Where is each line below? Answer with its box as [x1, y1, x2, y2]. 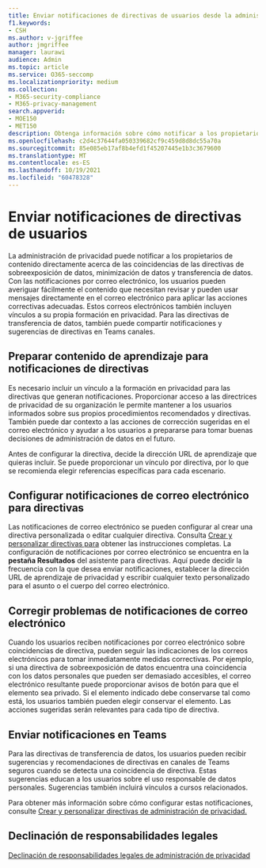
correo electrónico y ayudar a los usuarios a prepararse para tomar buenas [8, 425, 253, 434]
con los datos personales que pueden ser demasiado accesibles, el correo [8, 671, 252, 681]
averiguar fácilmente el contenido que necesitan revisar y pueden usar [8, 285, 239, 294]
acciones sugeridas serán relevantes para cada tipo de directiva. [8, 705, 219, 714]
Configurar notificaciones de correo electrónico [8, 489, 249, 503]
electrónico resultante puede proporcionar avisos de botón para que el [8, 679, 239, 690]
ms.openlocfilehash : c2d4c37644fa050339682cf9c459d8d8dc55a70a [8, 136, 222, 145]
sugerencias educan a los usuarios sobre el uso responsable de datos [8, 774, 237, 784]
